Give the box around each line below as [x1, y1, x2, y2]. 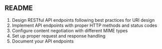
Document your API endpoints [11, 38, 74, 44]
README [4, 4, 33, 12]
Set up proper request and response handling [11, 33, 106, 39]
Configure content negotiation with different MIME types [11, 27, 128, 34]
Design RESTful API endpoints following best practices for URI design [11, 17, 155, 23]
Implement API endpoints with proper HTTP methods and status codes [11, 22, 158, 28]
